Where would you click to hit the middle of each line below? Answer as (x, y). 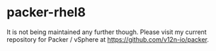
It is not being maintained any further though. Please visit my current (107, 32)
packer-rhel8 (46, 12)
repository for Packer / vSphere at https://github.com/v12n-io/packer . (108, 39)
